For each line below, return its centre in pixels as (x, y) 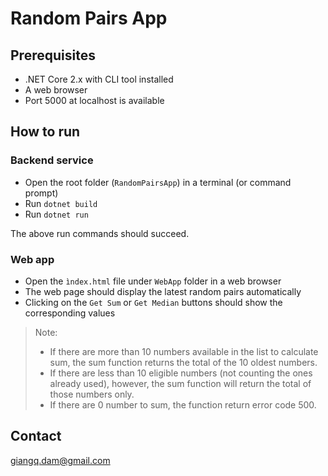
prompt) (41, 193)
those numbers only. (92, 394)
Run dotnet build (61, 203)
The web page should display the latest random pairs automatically (163, 291)
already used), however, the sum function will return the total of (180, 383)
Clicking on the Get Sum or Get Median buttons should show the (153, 302)
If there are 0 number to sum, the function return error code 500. (183, 404)
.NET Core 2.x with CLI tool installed (99, 79)
